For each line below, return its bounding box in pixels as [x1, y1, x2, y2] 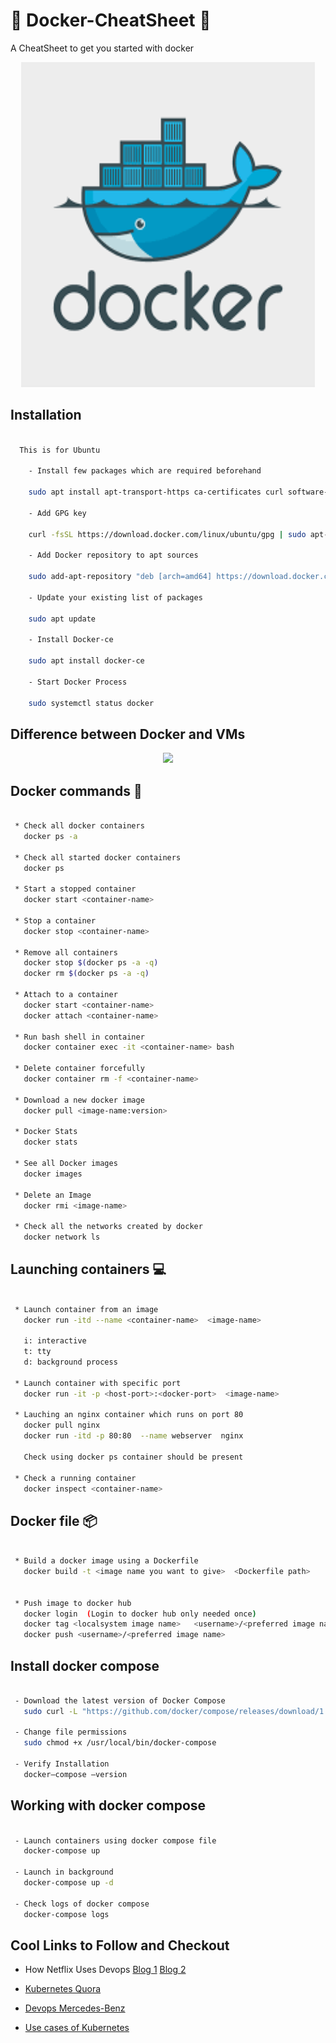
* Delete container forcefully [14, 1064, 145, 1074]
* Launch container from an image [14, 1304, 159, 1314]
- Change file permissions [14, 1727, 128, 1738]
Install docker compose [10, 1657, 160, 1674]
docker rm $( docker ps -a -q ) [23, 969, 150, 979]
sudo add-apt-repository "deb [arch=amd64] [28, 572, 213, 582]
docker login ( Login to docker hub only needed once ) [23, 1609, 257, 1619]
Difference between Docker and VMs [10, 725, 246, 743]
